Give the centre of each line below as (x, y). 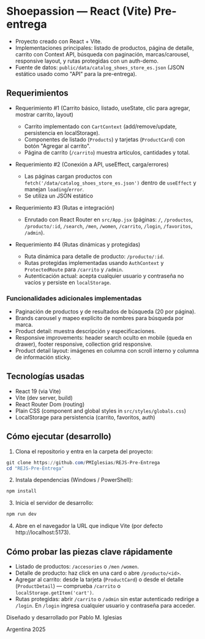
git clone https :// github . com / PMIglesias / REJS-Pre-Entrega (83, 462)
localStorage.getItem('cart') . (54, 592)
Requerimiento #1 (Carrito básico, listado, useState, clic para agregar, (103, 108)
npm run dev (21, 514)
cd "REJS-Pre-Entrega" (35, 468)
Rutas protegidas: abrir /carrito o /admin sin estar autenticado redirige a (107, 599)
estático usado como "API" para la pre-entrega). (76, 74)
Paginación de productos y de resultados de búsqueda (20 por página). (105, 312)
